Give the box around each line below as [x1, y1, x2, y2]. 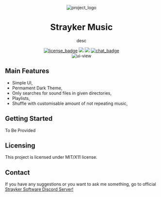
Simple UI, [12, 80, 33, 85]
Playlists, [12, 95, 30, 101]
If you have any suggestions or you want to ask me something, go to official [5, 181, 156, 187]
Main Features [5, 67, 49, 75]
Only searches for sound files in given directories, [12, 90, 112, 96]
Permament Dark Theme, [12, 85, 63, 91]
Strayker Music [50, 22, 113, 33]
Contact [5, 168, 30, 177]
